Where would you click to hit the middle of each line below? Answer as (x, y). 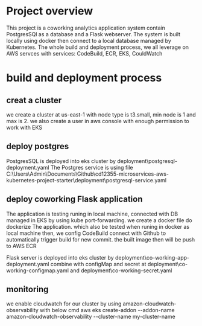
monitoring (27, 289)
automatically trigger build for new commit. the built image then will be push (101, 239)
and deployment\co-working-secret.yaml (121, 270)
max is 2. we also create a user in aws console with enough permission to (98, 121)
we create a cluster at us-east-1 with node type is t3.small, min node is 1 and (101, 114)
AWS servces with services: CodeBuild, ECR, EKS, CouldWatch (84, 53)
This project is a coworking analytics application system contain (86, 28)
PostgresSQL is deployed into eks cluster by (61, 161)
